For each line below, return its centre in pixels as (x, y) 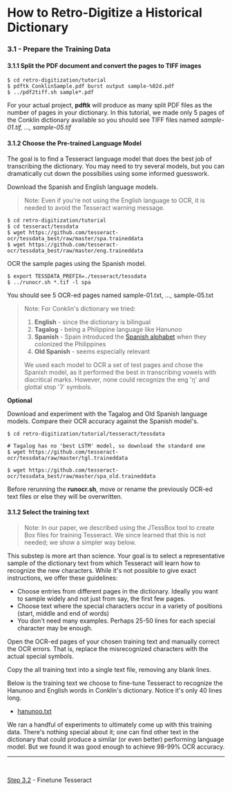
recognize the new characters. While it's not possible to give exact (102, 570)
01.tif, (15, 127)
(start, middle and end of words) (63, 613)
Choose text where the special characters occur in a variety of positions (120, 606)
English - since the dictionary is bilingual (92, 322)
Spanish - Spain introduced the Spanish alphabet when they (120, 337)
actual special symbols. (40, 656)
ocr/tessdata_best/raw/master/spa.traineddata (75, 238)
